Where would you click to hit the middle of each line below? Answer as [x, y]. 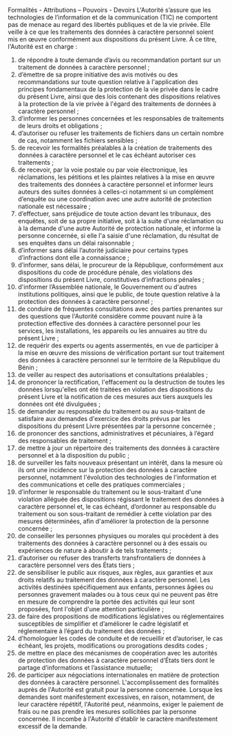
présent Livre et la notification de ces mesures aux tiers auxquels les [115, 397]
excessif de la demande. [53, 726]
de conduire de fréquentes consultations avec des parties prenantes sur [120, 309]
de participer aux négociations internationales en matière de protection [118, 675]
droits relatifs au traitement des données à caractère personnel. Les [114, 580]
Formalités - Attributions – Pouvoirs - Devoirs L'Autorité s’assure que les [109, 10]
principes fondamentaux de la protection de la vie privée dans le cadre [118, 89]
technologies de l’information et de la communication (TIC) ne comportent [113, 17]
